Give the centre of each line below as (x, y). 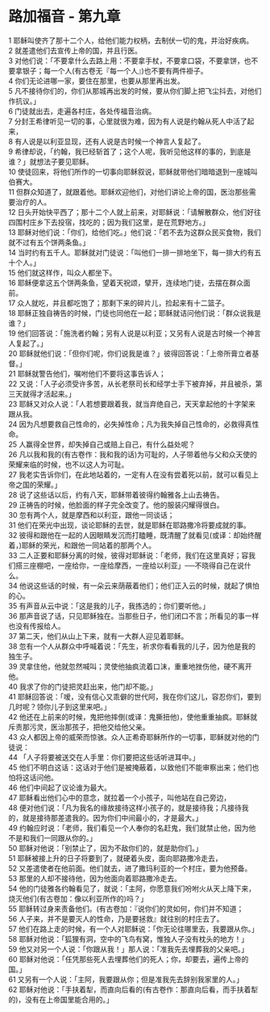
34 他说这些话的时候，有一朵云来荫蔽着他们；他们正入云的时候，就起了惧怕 (134, 586)
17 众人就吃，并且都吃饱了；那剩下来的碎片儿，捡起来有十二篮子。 (119, 303)
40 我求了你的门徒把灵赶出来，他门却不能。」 (83, 687)
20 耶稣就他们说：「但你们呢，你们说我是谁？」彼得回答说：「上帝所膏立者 (130, 353)
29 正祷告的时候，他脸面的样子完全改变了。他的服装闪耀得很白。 (116, 505)
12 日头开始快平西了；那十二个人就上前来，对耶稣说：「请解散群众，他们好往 (135, 212)
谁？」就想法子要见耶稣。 (51, 162)
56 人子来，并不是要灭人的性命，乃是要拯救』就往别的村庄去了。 (116, 918)
